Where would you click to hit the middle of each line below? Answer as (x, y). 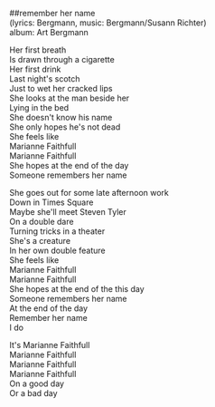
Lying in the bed (39, 107)
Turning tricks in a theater (57, 231)
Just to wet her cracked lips (61, 88)
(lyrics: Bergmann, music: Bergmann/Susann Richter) (108, 23)
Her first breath (38, 50)
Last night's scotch (45, 79)
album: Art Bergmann (49, 32)
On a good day (37, 383)
